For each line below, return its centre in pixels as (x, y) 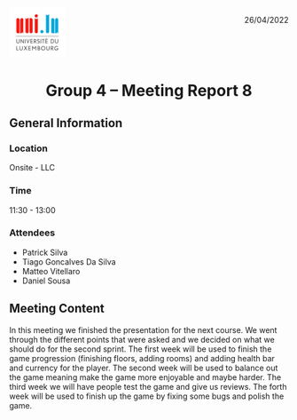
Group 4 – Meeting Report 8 (149, 90)
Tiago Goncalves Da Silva (69, 262)
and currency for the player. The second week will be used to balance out (144, 368)
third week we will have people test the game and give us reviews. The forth (148, 386)
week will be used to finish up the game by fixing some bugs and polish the (147, 396)
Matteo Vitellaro (51, 271)
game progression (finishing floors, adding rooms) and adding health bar (142, 358)
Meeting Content (57, 309)
